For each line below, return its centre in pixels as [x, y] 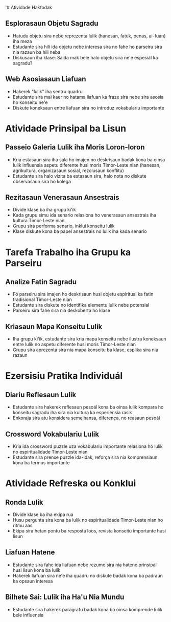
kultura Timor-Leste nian [39, 221]
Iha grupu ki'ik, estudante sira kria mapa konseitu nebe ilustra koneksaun [89, 339]
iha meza [22, 41]
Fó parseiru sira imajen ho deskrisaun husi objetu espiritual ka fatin [83, 294]
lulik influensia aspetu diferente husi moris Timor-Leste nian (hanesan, [87, 165]
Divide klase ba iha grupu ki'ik [44, 210]
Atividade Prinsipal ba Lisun [66, 128]
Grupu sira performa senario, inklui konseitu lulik [64, 226]
